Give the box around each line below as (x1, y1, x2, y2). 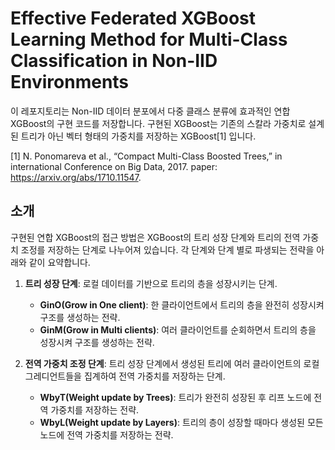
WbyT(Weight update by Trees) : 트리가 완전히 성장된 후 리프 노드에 (39, 391, 312, 403)
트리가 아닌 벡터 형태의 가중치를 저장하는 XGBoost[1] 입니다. (20, 130, 257, 142)
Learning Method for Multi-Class (10, 28, 288, 51)
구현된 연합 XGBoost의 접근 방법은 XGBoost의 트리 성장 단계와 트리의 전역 (10, 231, 301, 243)
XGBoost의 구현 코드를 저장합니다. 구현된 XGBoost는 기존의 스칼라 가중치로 (10, 117, 307, 129)
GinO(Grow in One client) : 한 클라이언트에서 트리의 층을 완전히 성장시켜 (39, 298, 325, 311)
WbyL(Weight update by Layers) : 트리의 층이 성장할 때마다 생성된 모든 (39, 416, 324, 428)
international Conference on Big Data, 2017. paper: (10, 160, 218, 172)
